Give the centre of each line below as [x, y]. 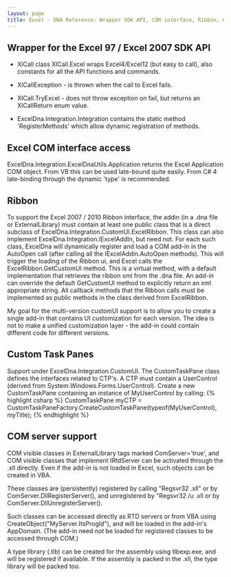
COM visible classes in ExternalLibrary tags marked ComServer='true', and [113, 453]
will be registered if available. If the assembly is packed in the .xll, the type [112, 558]
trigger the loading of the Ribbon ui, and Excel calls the [85, 261]
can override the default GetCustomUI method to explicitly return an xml [109, 283]
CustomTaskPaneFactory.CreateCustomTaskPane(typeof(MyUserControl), [112, 407]
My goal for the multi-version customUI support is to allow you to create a [112, 311]
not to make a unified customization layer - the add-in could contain [103, 325]
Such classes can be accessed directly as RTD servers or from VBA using [112, 516]
